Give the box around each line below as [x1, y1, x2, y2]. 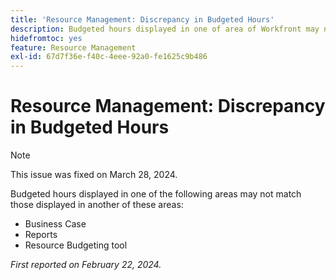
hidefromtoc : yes [10, 33, 83, 43]
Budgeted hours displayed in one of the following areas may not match [10, 188, 302, 200]
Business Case [24, 218, 87, 230]
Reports [24, 229, 58, 241]
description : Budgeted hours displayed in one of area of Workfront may [10, 24, 320, 34]
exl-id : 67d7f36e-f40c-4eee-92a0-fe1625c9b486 [10, 52, 208, 62]
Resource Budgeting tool [24, 239, 128, 251]
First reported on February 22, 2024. [10, 259, 162, 271]
